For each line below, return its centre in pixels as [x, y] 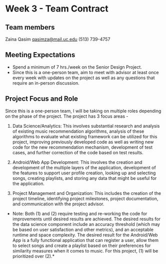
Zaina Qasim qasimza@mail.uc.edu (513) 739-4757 [58, 39]
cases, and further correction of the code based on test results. [78, 152]
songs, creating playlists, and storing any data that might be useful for [84, 178]
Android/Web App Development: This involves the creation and [77, 162]
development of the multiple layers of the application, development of [84, 167]
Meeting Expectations [40, 55]
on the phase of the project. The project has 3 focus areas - [67, 116]
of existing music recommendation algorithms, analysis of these [78, 131]
